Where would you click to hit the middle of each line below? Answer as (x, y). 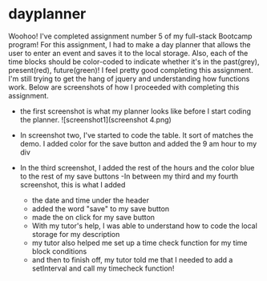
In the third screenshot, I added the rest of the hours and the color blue (137, 167)
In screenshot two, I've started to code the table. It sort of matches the (137, 135)
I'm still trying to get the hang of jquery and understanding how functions (129, 78)
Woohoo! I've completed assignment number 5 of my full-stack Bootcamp (130, 36)
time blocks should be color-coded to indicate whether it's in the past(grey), (134, 62)
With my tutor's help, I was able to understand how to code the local (145, 226)
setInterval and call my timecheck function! (103, 268)
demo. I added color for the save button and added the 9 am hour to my (138, 143)
